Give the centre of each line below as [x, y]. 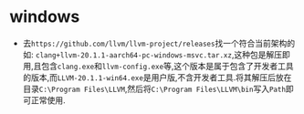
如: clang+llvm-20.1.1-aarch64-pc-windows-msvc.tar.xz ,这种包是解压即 [156, 54]
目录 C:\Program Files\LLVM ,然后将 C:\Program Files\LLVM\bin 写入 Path [154, 88]
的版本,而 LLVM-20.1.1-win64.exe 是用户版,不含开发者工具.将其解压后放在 [157, 77]
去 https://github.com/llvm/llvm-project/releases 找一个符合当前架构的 [158, 43]
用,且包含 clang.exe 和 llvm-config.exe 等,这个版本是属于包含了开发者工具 [158, 66]
